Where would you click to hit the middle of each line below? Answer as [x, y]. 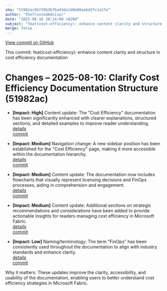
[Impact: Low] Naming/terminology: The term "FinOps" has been [79, 242]
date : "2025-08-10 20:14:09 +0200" [42, 19]
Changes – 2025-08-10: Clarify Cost [82, 78]
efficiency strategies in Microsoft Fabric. [47, 283]
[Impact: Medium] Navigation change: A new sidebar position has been [86, 144]
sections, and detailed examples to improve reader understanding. [81, 123]
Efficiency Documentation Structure [82, 88]
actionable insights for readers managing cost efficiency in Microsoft [83, 216]
